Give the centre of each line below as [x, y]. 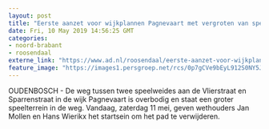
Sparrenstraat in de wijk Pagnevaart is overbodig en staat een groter [121, 99]
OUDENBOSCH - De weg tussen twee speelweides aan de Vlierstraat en [127, 91]
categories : [28, 38]
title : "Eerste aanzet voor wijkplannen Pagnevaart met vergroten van [128, 23]
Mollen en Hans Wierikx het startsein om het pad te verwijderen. [114, 116]
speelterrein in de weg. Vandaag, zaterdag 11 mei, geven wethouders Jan [129, 107]
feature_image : [34, 68]
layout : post [30, 16]
